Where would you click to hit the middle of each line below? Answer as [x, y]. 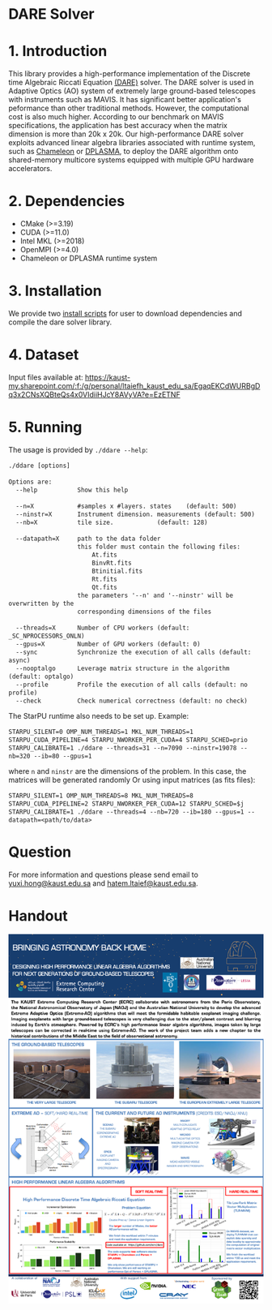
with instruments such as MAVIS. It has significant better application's [125, 100]
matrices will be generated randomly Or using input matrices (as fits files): [132, 780]
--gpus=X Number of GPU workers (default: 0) [108, 644]
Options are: [30, 482]
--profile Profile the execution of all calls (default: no [132, 685]
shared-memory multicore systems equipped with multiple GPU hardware [131, 160]
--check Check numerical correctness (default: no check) [132, 701]
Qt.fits [104, 587]
